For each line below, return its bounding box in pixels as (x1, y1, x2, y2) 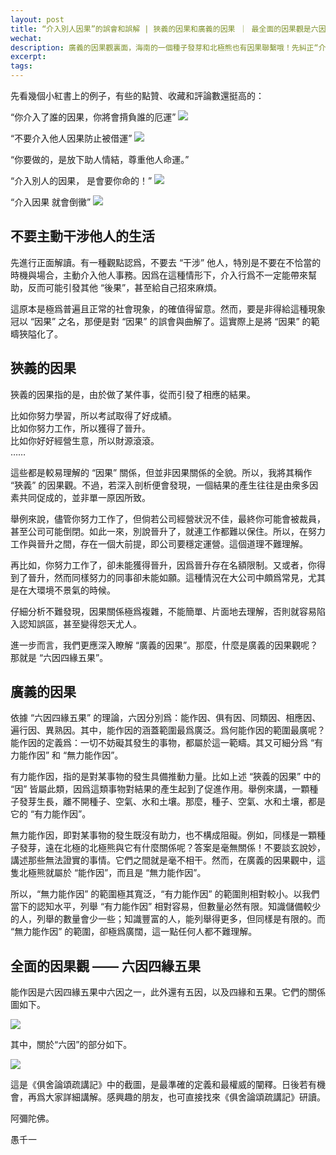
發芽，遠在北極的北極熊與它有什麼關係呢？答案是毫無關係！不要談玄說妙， (18, 842, 326, 854)
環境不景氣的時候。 (36, 584, 116, 596)
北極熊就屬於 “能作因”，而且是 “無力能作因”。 (18, 867, 207, 879)
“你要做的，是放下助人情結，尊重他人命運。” (10, 154, 190, 165)
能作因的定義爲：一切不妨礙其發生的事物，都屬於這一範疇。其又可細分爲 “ (10, 737, 315, 749)
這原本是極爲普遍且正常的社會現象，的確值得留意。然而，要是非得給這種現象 (10, 302, 326, 315)
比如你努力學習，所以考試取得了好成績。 (10, 409, 177, 421)
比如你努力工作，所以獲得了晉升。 (10, 422, 151, 434)
